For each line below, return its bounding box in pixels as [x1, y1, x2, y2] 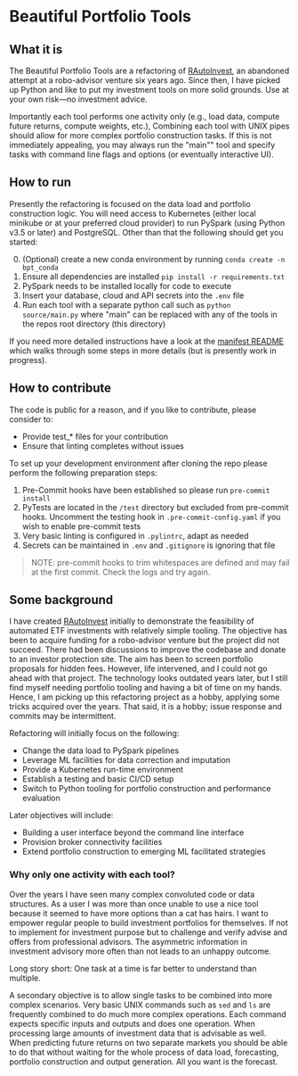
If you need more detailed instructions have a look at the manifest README [9, 335, 285, 346]
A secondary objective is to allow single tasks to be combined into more [9, 989, 273, 1000]
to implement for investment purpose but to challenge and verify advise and [9, 926, 287, 938]
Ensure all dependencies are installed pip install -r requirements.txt [21, 270, 286, 282]
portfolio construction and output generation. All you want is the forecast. [9, 1055, 278, 1067]
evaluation [21, 792, 60, 804]
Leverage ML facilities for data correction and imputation [21, 755, 231, 766]
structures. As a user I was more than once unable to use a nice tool [9, 898, 259, 909]
